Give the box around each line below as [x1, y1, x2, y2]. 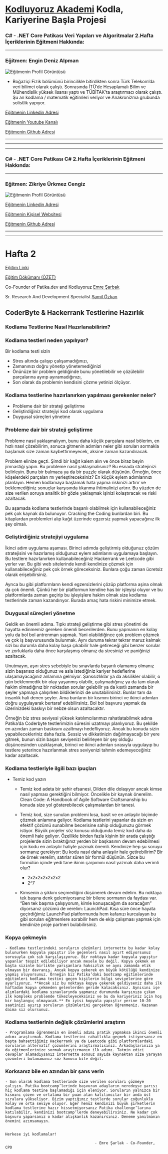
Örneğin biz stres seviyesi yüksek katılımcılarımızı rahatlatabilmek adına [5, 715, 152, 721]
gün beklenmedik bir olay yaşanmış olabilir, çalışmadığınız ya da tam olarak [5, 679, 160, 685]
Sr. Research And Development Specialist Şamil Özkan [5, 294, 117, 300]
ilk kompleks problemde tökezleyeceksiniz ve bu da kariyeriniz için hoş [5, 994, 162, 999]
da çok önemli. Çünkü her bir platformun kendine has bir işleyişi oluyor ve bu [5, 587, 163, 593]
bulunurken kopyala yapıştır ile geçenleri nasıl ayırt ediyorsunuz [5, 950, 151, 955]
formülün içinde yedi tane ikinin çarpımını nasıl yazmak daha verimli [19, 860, 159, 866]
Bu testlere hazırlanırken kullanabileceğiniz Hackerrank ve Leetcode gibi [5, 555, 154, 561]
